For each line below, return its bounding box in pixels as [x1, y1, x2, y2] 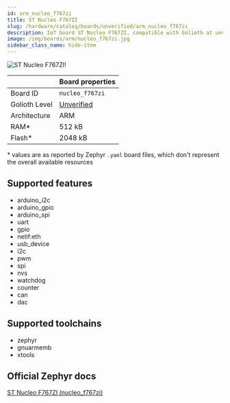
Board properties [59, 77, 116, 86]
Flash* [10, 133, 33, 143]
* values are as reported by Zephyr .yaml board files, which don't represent [7, 151, 220, 158]
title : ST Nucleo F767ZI [7, 16, 78, 23]
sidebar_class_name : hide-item [7, 42, 97, 49]
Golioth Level [10, 100, 53, 109]
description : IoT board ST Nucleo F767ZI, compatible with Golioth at [7, 29, 213, 36]
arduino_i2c [16, 196, 51, 204]
